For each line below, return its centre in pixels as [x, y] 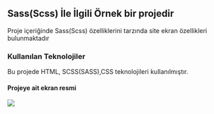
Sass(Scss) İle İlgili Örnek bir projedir [91, 14]
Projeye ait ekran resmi [42, 88]
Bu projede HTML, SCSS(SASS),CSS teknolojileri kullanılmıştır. [98, 72]
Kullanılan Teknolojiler [46, 56]
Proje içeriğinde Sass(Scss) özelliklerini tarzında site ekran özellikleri [107, 30]
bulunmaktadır [28, 38]
